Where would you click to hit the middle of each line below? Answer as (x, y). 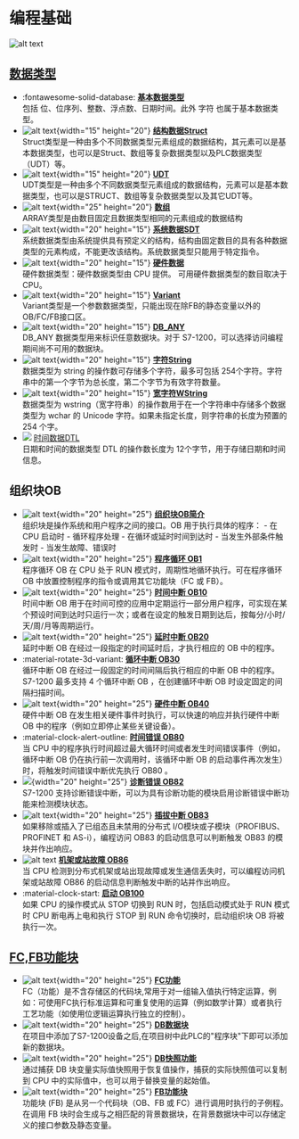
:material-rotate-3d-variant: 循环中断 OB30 (101, 659)
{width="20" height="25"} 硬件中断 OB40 (133, 703)
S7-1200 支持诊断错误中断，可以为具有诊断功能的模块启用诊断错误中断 (152, 792)
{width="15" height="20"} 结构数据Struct (132, 130)
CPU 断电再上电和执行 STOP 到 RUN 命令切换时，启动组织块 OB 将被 (158, 915)
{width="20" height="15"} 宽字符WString (132, 392)
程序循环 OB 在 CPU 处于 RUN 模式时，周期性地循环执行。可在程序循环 (152, 569)
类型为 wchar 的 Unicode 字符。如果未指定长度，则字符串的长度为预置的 (154, 415)
